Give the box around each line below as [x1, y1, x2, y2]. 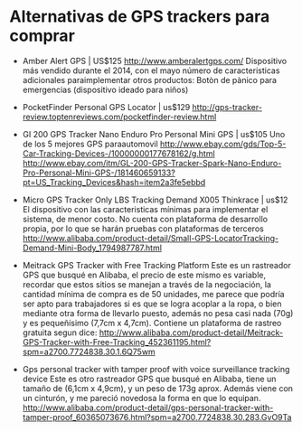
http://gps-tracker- [192, 101, 262, 112]
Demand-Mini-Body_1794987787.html [22, 242, 163, 253]
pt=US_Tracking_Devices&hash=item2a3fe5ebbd [22, 176, 206, 187]
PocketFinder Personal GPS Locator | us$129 [22, 101, 191, 112]
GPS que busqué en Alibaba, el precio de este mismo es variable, [22, 269, 267, 280]
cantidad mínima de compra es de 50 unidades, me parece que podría [22, 288, 285, 299]
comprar [9, 25, 75, 46]
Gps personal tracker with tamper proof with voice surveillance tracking [22, 363, 290, 374]
